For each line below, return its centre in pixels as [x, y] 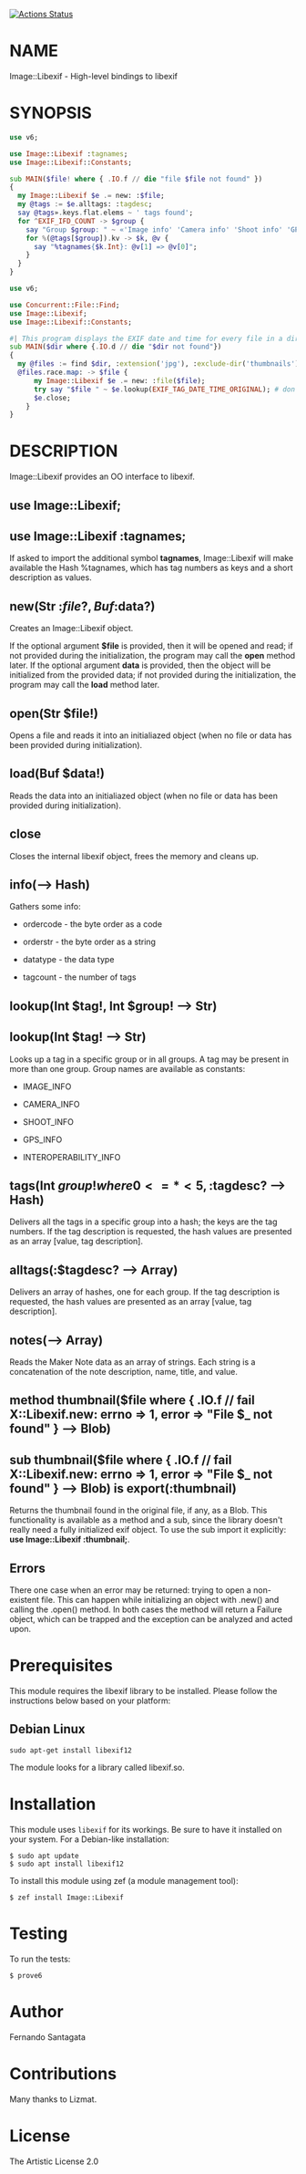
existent [24, 1600]
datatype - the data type [68, 960]
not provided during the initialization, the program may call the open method [153, 656]
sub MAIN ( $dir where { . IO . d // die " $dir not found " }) [116, 347]
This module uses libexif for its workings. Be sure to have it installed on [146, 1829]
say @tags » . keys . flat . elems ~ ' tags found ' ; [106, 213]
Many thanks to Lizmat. [53, 2099]
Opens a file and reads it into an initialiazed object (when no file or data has [151, 735]
